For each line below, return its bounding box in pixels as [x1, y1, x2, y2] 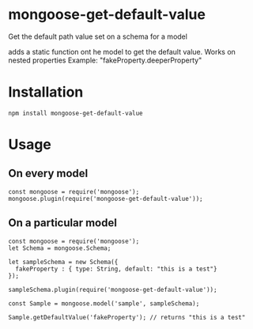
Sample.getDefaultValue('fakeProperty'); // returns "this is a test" [8, 313, 246, 321]
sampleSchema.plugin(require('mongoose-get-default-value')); [8, 286, 217, 293]
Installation [8, 83, 84, 101]
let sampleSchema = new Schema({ [8, 258, 119, 266]
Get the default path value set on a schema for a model [8, 32, 188, 41]
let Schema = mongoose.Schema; [8, 244, 111, 252]
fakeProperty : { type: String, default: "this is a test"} [15, 265, 217, 273]
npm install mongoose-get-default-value [8, 109, 144, 117]
